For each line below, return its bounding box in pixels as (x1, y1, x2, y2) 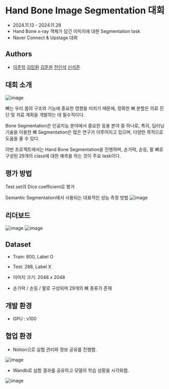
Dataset (5, 240, 31, 249)
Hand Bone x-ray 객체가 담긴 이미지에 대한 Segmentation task (12, 28, 140, 34)
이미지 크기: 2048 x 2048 (12, 274, 65, 280)
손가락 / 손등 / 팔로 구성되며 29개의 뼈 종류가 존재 (12, 285, 112, 291)
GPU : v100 (12, 316, 37, 322)
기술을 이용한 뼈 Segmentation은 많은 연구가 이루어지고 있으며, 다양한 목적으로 (5, 129, 163, 135)
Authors (5, 50, 32, 59)
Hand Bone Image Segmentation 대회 (5, 5, 165, 16)
